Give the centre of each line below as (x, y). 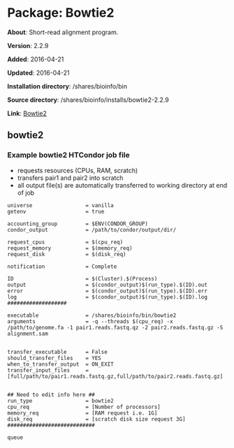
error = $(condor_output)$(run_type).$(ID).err (108, 291)
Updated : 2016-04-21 (38, 73)
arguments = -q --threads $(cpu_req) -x (90, 321)
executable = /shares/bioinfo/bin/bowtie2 (92, 315)
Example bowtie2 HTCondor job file (69, 155)
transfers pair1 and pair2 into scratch (70, 178)
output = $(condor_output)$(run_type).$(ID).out (108, 285)
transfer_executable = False (58, 352)
